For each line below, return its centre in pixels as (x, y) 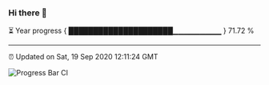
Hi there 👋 (28, 13)
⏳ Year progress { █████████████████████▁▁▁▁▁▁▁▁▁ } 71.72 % (131, 30)
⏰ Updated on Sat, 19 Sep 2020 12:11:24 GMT (83, 57)
